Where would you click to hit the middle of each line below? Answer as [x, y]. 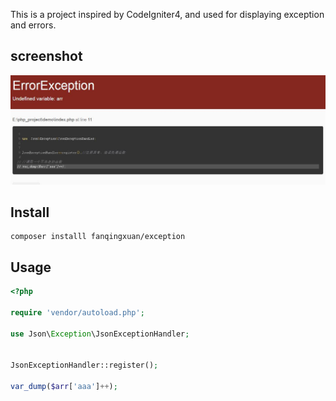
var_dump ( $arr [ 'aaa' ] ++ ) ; [64, 387]
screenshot [46, 56]
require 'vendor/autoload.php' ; [77, 312]
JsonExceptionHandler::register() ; [84, 365]
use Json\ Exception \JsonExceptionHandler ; [100, 334]
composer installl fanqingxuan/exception [98, 237]
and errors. [33, 25]
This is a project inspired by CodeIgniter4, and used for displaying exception [167, 14]
